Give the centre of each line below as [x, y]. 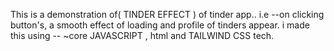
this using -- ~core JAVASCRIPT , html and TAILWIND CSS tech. [142, 35]
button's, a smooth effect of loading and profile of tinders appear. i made [160, 25]
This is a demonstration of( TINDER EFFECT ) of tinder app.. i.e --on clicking [167, 14]
